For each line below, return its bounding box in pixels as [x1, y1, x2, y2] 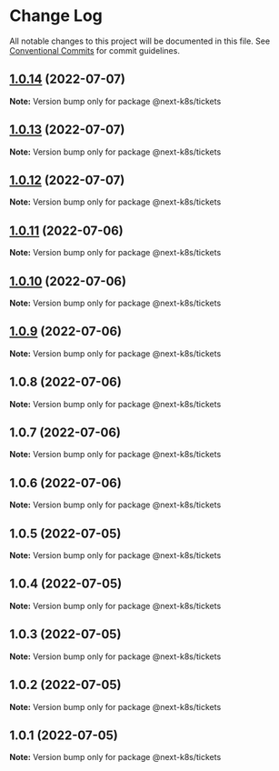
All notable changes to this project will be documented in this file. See [9, 35, 271, 46]
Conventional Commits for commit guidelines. [9, 45, 180, 55]
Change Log [9, 5, 103, 26]
